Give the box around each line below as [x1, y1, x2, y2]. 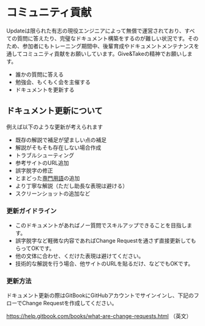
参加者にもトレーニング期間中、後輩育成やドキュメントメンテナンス [22, 42, 194, 50]
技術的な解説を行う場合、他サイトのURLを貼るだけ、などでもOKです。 [15, 260, 194, 267]
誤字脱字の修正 [15, 167, 53, 174]
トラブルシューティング [15, 151, 75, 159]
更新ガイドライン [6, 207, 57, 215]
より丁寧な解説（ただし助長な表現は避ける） [15, 182, 129, 189]
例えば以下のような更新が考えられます [6, 123, 103, 131]
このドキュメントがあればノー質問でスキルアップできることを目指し [15, 222, 187, 229]
